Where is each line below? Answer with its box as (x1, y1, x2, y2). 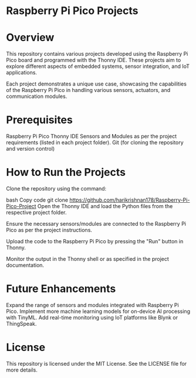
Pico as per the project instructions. (6, 227, 93, 233)
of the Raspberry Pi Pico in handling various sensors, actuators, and (6, 87, 171, 94)
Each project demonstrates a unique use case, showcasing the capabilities (6, 80, 187, 87)
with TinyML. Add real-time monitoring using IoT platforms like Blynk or (6, 314, 178, 321)
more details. (6, 366, 38, 373)
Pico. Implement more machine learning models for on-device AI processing (6, 308, 191, 315)
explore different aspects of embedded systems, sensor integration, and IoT (6, 63, 190, 70)
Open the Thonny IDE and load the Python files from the (37, 203, 173, 209)
